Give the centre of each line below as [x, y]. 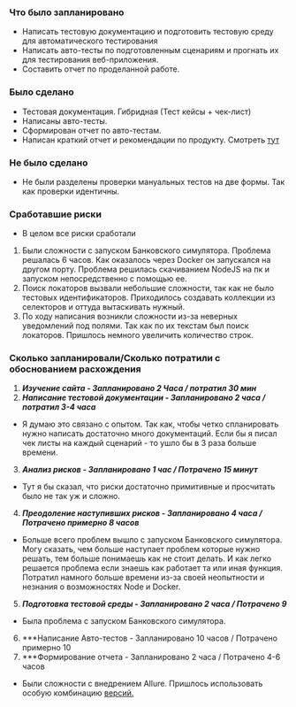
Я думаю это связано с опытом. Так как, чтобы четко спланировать [150, 424]
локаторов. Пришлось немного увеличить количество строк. [137, 335]
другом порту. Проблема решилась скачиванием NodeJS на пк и [146, 269]
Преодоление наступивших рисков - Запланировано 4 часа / [142, 513]
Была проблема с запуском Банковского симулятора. [124, 621]
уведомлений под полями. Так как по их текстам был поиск [135, 326]
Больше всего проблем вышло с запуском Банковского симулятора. [152, 540]
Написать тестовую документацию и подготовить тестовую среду [148, 32]
